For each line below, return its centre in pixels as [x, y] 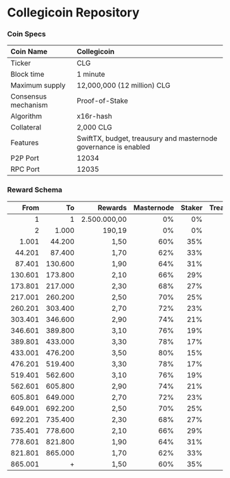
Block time [27, 75]
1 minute [91, 75]
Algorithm [26, 116]
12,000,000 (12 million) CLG [124, 86]
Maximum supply [38, 86]
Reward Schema [35, 190]
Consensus [29, 97]
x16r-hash [94, 116]
